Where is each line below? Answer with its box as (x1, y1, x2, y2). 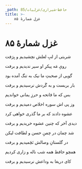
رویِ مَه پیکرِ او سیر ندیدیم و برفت (5, 63, 67, 69)
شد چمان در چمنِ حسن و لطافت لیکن (5, 130, 75, 136)
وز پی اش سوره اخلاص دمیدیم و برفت (5, 101, 75, 107)
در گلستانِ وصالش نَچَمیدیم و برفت (5, 140, 68, 145)
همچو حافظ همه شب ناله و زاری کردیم (5, 149, 76, 155)
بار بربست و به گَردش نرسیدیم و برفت (5, 82, 75, 88)
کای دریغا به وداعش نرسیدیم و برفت (5, 158, 71, 165)
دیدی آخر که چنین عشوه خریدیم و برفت (5, 120, 77, 126)
